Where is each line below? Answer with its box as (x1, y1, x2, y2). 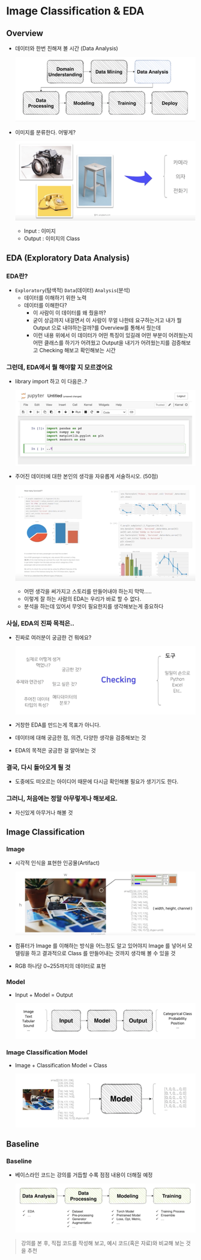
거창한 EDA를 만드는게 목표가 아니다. (14, 721, 101, 728)
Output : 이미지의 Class (23, 235, 80, 242)
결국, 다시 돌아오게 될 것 (6, 763, 71, 772)
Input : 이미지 (23, 227, 56, 235)
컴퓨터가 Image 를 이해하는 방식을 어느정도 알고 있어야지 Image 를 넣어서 (14, 942, 187, 949)
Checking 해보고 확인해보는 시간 (39, 346, 116, 353)
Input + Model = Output (14, 991, 73, 998)
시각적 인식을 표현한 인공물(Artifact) (14, 859, 100, 866)
